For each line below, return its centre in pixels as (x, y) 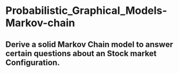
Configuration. (33, 62)
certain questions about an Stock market (81, 53)
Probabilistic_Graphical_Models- (86, 11)
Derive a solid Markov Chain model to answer (89, 44)
